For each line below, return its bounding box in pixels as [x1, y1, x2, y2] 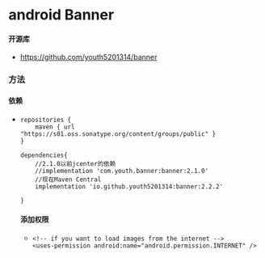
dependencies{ [19, 151, 68, 159]
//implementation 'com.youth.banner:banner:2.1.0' [35, 167, 209, 175]
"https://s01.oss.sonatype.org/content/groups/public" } [19, 129, 217, 138]
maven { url [35, 123, 75, 131]
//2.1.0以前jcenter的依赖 [35, 159, 116, 167]
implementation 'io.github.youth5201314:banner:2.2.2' [35, 182, 224, 191]
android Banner [8, 6, 115, 24]
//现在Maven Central [35, 176, 102, 184]
